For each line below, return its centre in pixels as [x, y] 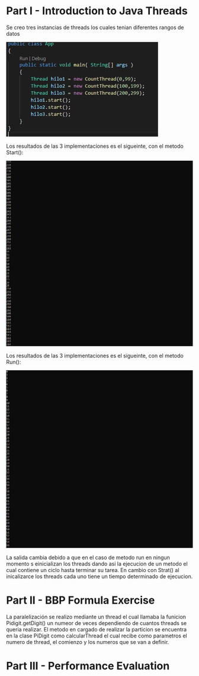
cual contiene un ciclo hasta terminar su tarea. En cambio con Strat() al [93, 570]
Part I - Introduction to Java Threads [97, 11]
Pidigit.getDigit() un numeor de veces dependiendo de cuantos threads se [97, 623]
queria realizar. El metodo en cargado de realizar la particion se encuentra [97, 630]
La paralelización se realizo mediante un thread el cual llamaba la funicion [96, 617]
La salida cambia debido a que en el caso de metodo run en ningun [88, 558]
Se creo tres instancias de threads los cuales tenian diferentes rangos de [95, 27]
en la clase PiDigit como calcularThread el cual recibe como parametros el [97, 636]
